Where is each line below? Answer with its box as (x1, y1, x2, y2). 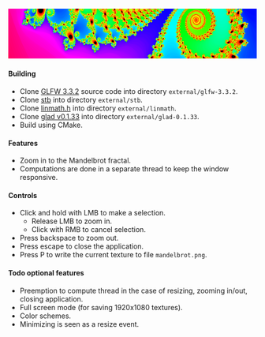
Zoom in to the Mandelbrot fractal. (19, 155, 132, 166)
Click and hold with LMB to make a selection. (19, 208, 166, 218)
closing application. (19, 294, 84, 304)
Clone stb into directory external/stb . (19, 95, 144, 104)
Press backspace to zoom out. (19, 234, 119, 243)
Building (8, 69, 36, 79)
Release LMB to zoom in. (31, 216, 113, 226)
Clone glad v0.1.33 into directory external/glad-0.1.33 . (19, 112, 200, 121)
